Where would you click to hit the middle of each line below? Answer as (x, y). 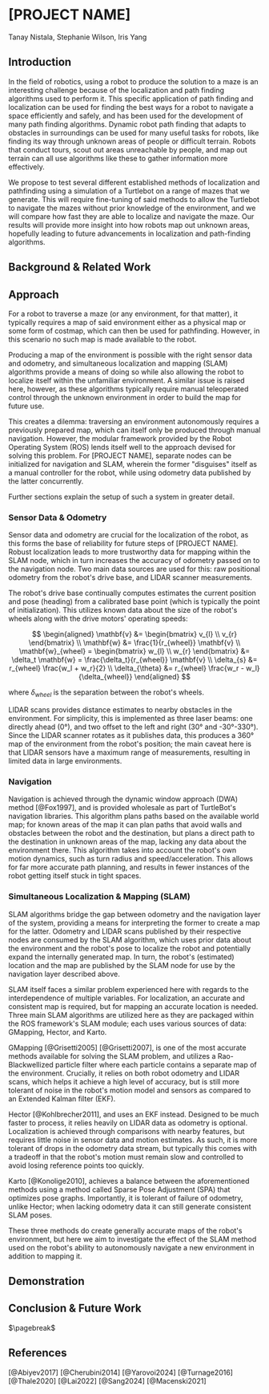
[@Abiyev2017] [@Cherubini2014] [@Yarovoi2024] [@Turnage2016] (121, 1372)
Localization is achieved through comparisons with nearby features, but (126, 1131)
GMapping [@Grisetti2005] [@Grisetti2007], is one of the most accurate (127, 1048)
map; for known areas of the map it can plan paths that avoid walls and (125, 825)
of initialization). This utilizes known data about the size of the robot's (123, 610)
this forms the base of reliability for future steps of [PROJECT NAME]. (123, 544)
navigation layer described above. (64, 974)
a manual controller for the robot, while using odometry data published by (130, 472)
